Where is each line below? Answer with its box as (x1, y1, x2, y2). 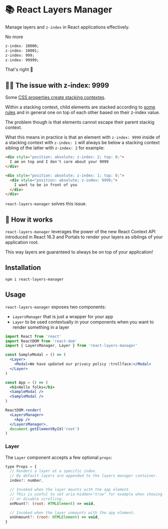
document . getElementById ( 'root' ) (10, 426, 80, 432)
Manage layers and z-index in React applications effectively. (5, 24, 130, 30)
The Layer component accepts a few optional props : (5, 454, 112, 460)
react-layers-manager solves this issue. (5, 201, 87, 207)
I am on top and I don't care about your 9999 (10, 159, 109, 165)
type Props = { (5, 464, 37, 469)
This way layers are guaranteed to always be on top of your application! (5, 249, 153, 255)
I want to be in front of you (14, 182, 78, 187)
